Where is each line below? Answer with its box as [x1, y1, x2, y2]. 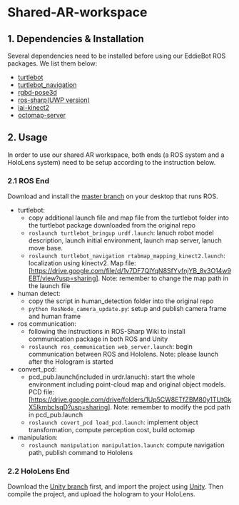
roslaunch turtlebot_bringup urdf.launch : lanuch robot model [28, 229, 214, 238]
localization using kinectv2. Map [28, 259, 123, 267]
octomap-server [17, 111, 66, 119]
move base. [28, 244, 63, 252]
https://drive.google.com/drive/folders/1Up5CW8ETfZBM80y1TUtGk [31, 395, 232, 404]
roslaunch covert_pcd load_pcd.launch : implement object [28, 418, 198, 427]
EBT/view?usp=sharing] [28, 274, 98, 282]
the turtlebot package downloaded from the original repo [28, 221, 196, 230]
